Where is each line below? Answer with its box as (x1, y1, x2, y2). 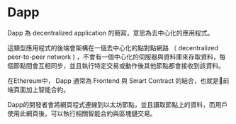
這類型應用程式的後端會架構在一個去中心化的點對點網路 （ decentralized (7, 43, 218, 52)
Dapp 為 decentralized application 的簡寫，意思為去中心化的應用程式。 (7, 28, 214, 37)
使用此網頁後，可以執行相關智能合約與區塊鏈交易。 (7, 109, 157, 118)
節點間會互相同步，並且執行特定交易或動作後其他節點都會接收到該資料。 (13, 61, 225, 69)
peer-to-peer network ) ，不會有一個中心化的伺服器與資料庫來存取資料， (7, 52, 220, 61)
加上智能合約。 (26, 85, 69, 94)
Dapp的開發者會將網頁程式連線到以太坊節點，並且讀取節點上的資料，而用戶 (7, 100, 228, 108)
